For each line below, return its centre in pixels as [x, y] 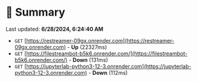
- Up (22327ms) [87, 47]
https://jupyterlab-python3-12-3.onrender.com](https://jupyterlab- [109, 66]
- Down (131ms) [88, 60]
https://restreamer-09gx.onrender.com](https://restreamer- [101, 40]
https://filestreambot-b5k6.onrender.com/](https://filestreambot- [107, 53]
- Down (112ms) [108, 72]
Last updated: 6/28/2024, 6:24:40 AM [54, 29]
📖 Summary [35, 12]
